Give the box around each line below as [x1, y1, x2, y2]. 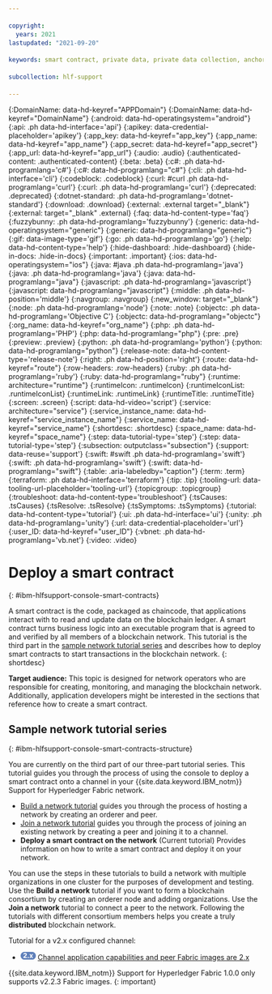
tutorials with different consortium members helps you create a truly [8, 911, 236, 921]
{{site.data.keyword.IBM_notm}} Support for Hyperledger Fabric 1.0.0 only [8, 968, 256, 978]
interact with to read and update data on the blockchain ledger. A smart [8, 614, 246, 624]
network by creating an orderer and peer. [19, 810, 158, 820]
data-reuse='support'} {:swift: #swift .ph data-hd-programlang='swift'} [8, 449, 245, 459]
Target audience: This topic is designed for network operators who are [8, 673, 246, 683]
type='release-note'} [8, 354, 79, 364]
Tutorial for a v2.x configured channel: [8, 936, 136, 945]
